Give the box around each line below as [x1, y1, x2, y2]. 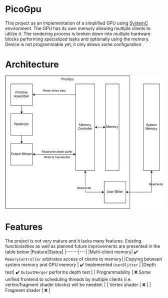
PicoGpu [5, 3, 41, 15]
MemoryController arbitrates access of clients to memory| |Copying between [5, 256, 162, 262]
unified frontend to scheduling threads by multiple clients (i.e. [5, 276, 132, 282]
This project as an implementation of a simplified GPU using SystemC [5, 20, 148, 26]
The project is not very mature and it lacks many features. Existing [5, 238, 141, 243]
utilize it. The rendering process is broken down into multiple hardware [5, 30, 151, 36]
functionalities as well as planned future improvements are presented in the [5, 243, 160, 249]
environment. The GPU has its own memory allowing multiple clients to [5, 25, 151, 31]
